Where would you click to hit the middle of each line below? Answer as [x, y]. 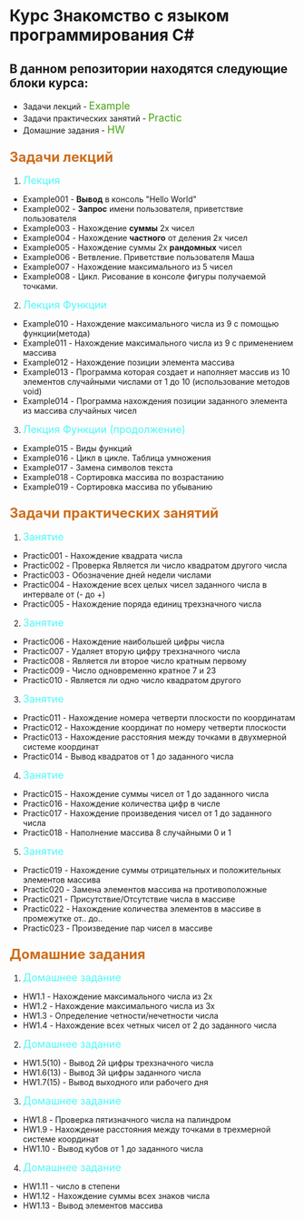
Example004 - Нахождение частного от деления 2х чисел [135, 238]
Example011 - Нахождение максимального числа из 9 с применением [158, 343]
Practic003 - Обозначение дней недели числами [117, 575]
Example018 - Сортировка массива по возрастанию [123, 478]
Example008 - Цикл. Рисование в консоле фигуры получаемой [144, 277]
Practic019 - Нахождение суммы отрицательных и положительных [152, 870]
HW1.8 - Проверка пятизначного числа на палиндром [127, 1119]
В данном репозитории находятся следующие [149, 69]
